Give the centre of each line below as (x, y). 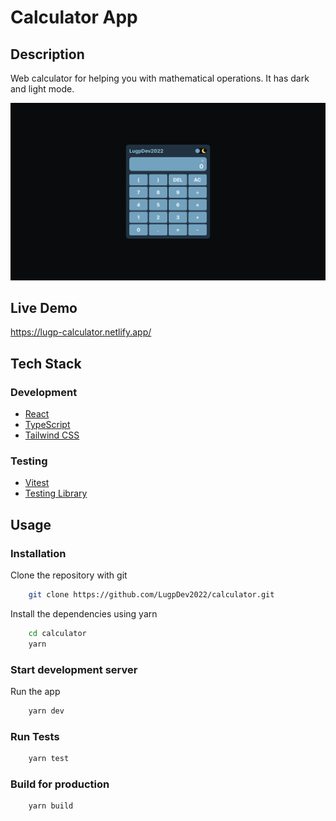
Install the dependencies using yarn (84, 613)
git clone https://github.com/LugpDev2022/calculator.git (151, 594)
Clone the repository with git (69, 575)
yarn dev (46, 711)
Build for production (60, 784)
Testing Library (56, 493)
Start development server (74, 669)
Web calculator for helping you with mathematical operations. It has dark (160, 78)
